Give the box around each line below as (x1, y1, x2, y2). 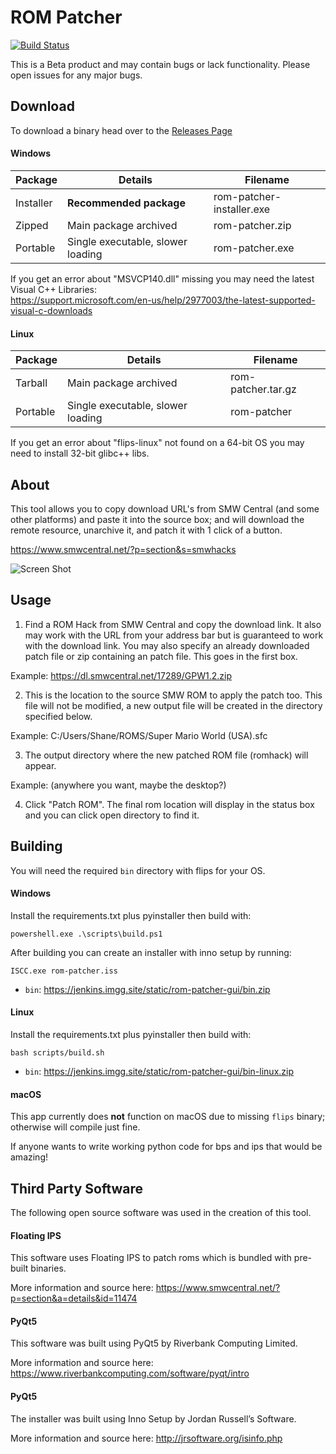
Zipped (15, 218, 49, 232)
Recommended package (67, 196, 186, 210)
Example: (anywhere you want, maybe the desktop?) (10, 779, 227, 791)
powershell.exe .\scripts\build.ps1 (10, 929, 163, 939)
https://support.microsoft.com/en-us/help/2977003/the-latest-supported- (10, 294, 316, 306)
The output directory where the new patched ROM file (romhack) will (24, 749, 309, 761)
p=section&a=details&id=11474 (10, 1292, 138, 1305)
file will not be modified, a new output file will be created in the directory (24, 699, 323, 711)
